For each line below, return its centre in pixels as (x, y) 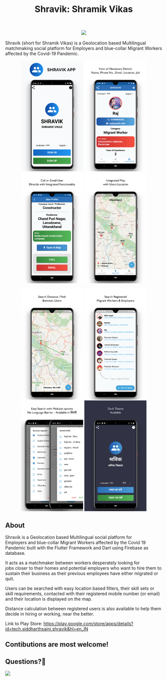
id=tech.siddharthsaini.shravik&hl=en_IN (47, 629)
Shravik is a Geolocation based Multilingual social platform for (69, 537)
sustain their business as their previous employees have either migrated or (82, 573)
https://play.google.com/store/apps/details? (88, 623)
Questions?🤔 (26, 661)
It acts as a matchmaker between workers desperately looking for (73, 563)
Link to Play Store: (24, 623)
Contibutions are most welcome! (57, 645)
